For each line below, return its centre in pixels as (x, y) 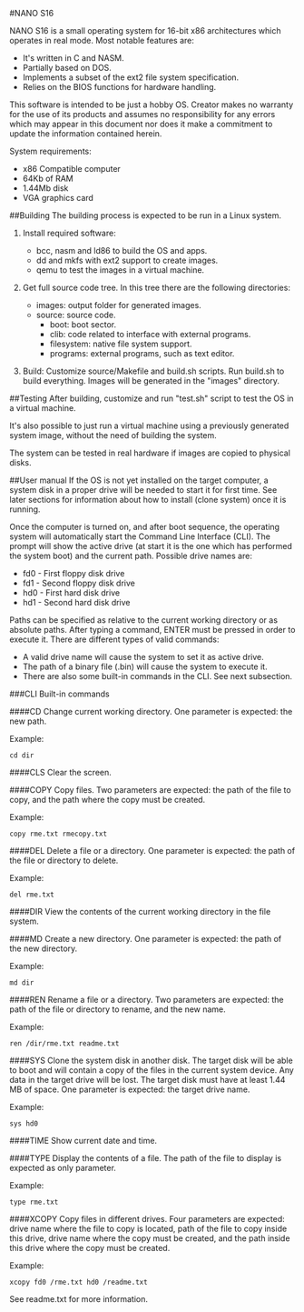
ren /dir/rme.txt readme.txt (64, 1044)
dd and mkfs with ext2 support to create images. (127, 260)
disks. (20, 462)
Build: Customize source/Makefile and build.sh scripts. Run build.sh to (153, 371)
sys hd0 (24, 1124)
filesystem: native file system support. (121, 344)
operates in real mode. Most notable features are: (102, 40)
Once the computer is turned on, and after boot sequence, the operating (144, 527)
